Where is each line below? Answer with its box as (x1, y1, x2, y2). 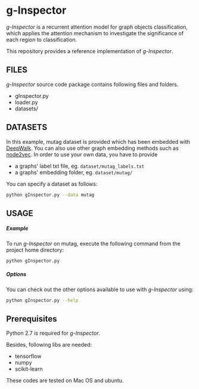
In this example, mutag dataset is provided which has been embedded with (6, 138, 191, 145)
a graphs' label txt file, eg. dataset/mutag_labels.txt (14, 162, 145, 169)
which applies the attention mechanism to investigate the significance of (6, 29, 184, 36)
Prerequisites (6, 314, 57, 324)
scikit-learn (14, 365, 43, 373)
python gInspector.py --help (6, 297, 79, 303)
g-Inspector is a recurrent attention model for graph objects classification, (6, 23, 188, 30)
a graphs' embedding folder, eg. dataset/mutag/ (14, 168, 133, 176)
